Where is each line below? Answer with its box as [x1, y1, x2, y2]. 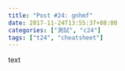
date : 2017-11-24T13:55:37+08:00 [8, 19, 118, 27]
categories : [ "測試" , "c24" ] [8, 26, 101, 34]
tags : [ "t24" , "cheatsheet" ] [8, 33, 104, 42]
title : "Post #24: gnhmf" [8, 11, 93, 20]
